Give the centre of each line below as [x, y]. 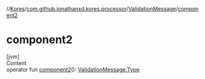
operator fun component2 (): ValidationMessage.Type [73, 69]
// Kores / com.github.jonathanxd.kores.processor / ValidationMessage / [92, 9]
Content [16, 63]
